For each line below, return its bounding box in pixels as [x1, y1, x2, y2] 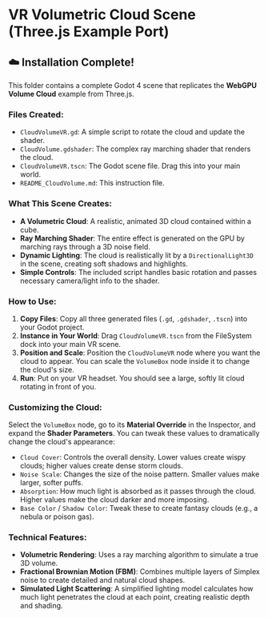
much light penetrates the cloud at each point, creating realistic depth [19, 592, 250, 602]
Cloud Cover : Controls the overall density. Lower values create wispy [19, 453, 246, 462]
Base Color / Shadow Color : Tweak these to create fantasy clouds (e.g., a [19, 504, 258, 513]
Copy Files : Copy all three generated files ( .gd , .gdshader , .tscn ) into [19, 313, 248, 323]
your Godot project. [19, 322, 85, 332]
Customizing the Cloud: [8, 401, 102, 413]
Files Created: [8, 109, 64, 120]
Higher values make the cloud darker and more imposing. [19, 495, 210, 504]
